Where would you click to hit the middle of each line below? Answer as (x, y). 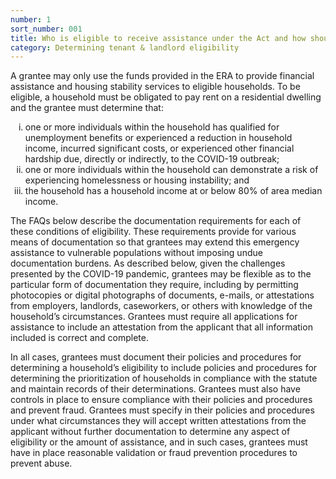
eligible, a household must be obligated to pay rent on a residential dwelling (166, 97)
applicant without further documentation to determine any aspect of (150, 432)
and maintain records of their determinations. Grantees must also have (155, 389)
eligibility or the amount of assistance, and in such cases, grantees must (159, 442)
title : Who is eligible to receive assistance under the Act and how (158, 38)
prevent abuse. (41, 463)
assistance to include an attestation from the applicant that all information (161, 327)
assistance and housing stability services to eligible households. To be (155, 87)
